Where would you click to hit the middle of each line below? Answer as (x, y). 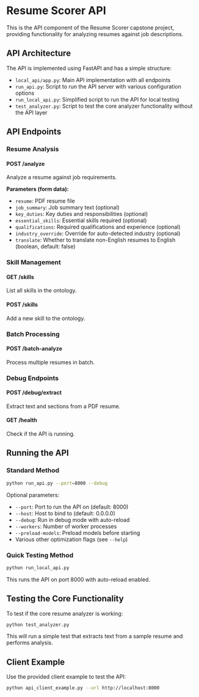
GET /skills (20, 277)
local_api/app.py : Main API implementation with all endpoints (93, 80)
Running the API (38, 453)
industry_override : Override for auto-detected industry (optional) (98, 234)
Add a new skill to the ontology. (46, 318)
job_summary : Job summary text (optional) (67, 207)
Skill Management (34, 263)
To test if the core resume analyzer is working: (65, 613)
